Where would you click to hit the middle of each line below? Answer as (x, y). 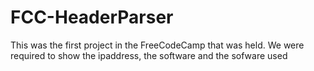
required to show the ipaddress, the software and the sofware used (149, 55)
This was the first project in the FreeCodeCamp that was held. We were (157, 45)
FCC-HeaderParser (92, 17)
